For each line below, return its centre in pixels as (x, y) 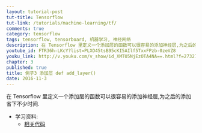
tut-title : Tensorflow (35, 17)
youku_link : (21, 56)
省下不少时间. (23, 104)
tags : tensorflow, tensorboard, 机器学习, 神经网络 (69, 40)
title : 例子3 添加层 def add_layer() (51, 73)
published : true (26, 67)
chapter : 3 (20, 62)
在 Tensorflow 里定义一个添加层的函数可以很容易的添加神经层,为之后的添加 (99, 96)
